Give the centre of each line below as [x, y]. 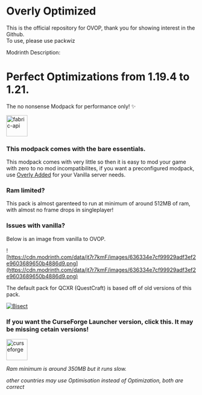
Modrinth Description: [33, 52]
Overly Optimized [51, 11]
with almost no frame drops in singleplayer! [60, 210]
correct [15, 387]
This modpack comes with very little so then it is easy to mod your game [96, 162]
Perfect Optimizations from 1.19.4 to [98, 77]
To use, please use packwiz [41, 40]
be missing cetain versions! [48, 329]
